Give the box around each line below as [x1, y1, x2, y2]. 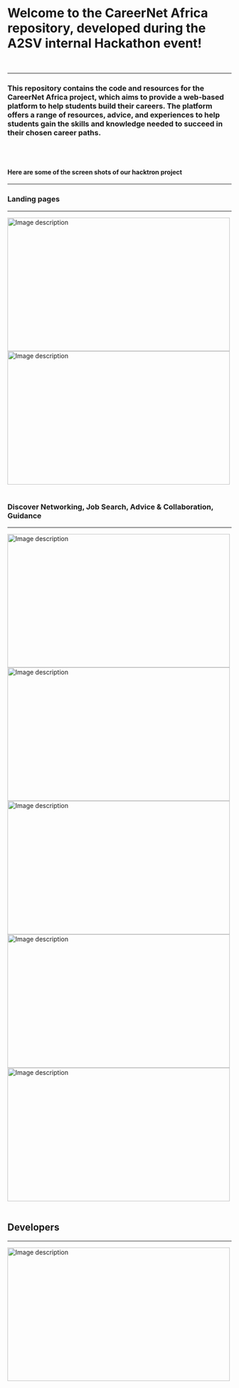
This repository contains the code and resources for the [7, 83, 205, 93]
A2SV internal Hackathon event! [7, 36, 203, 51]
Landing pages [7, 194, 60, 204]
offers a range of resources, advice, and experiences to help [7, 110, 221, 120]
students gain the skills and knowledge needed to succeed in [7, 119, 223, 129]
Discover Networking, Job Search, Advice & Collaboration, [7, 502, 213, 512]
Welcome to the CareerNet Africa [7, 5, 208, 21]
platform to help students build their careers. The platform [7, 101, 213, 111]
